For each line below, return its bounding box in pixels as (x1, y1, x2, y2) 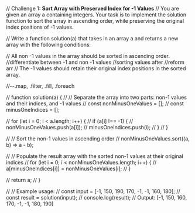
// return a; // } (6, 177, 41, 183)
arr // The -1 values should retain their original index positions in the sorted (6, 65, 186, 72)
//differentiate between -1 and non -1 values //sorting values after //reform (6, 59, 184, 66)
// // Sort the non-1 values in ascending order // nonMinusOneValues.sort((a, (6, 135, 190, 142)
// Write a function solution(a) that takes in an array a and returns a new (6, 35, 179, 42)
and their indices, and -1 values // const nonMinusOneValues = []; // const (6, 100, 184, 107)
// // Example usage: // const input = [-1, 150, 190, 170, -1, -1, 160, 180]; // (6, 188, 180, 195)
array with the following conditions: (6, 41, 91, 48)
